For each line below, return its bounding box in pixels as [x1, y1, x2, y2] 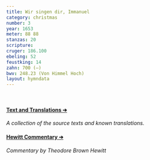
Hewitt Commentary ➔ [6, 133, 64, 140]
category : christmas [6, 14, 58, 20]
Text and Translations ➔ [6, 106, 67, 113]
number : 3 [6, 20, 31, 26]
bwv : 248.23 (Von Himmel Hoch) [6, 70, 85, 76]
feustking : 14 [6, 59, 42, 65]
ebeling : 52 [6, 54, 36, 60]
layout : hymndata [6, 76, 50, 82]
